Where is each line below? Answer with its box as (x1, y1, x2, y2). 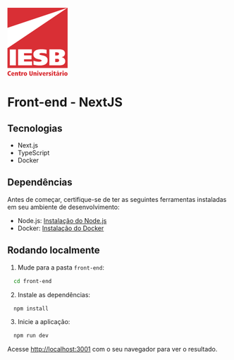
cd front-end (13, 277, 52, 284)
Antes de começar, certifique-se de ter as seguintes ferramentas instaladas (7, 195, 227, 203)
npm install (13, 305, 49, 312)
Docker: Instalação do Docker (17, 224, 104, 232)
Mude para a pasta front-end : (17, 263, 104, 272)
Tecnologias (7, 122, 63, 134)
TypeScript (17, 149, 50, 157)
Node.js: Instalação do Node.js (17, 216, 107, 224)
